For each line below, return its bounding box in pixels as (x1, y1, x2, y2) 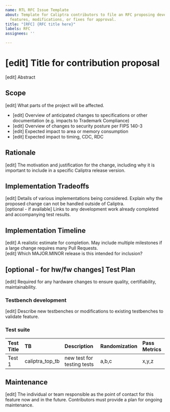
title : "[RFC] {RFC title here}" (5, 21, 76, 27)
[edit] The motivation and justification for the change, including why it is (5, 162, 155, 168)
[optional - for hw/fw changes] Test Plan (5, 265, 136, 274)
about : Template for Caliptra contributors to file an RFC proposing (5, 12, 155, 17)
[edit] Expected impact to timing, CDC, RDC (12, 133, 104, 140)
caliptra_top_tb (24, 357, 60, 364)
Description (64, 342, 94, 350)
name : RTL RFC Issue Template (5, 7, 69, 13)
